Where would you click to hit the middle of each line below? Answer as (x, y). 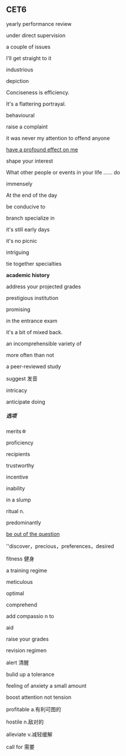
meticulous (20, 582)
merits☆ (16, 431)
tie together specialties (34, 263)
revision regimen (26, 650)
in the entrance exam (32, 321)
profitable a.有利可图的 (34, 709)
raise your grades (27, 639)
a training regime (26, 570)
